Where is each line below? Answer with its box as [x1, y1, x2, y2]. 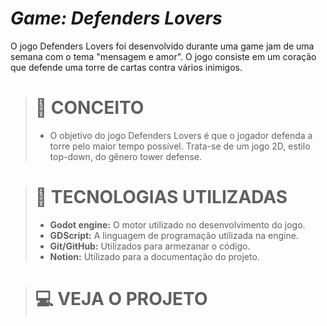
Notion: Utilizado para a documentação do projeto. [49, 250, 260, 262]
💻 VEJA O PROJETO [34, 288, 208, 310]
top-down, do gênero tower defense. [49, 150, 202, 162]
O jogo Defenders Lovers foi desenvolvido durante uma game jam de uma [10, 40, 315, 52]
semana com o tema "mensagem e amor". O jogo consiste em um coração [10, 50, 317, 62]
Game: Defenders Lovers [10, 7, 223, 30]
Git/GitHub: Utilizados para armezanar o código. [49, 240, 251, 252]
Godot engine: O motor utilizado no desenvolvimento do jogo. [49, 218, 306, 231]
